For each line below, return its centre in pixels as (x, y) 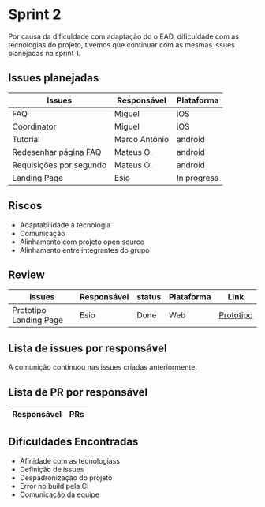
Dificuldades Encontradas (73, 442)
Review (27, 274)
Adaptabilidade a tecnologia (65, 225)
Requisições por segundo (60, 165)
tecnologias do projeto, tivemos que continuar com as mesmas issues (121, 44)
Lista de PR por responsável (78, 392)
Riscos (25, 206)
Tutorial (26, 139)
